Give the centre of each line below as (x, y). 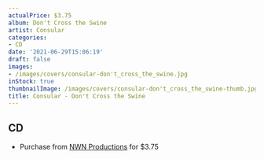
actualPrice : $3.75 (40, 15)
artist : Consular (37, 30)
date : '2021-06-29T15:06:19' (56, 52)
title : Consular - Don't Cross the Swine (77, 96)
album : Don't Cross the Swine (58, 23)
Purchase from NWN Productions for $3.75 (89, 147)
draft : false (29, 60)
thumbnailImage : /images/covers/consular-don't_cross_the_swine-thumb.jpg (133, 89)
